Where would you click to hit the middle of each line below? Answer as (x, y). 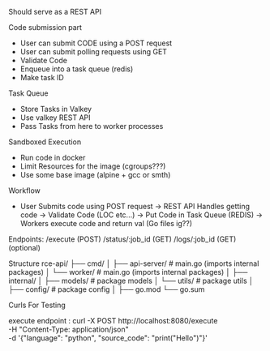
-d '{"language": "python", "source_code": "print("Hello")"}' (108, 338)
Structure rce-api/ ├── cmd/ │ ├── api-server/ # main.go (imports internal (134, 263)
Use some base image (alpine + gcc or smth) (95, 175)
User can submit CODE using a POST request (96, 43)
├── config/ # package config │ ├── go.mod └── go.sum (107, 289)
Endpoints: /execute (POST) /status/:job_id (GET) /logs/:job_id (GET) (122, 239)
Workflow (24, 190)
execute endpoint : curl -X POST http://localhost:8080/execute (113, 321)
